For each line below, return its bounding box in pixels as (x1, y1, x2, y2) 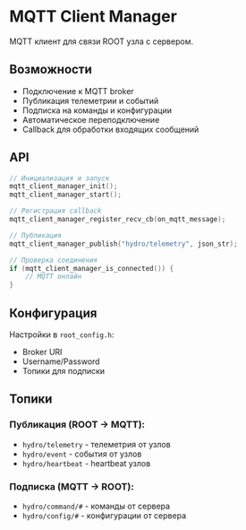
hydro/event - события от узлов (21, 448, 142, 459)
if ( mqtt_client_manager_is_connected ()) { (9, 264, 174, 273)
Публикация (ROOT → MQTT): (9, 419, 146, 431)
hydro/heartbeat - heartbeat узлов (21, 457, 151, 468)
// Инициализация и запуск (9, 173, 110, 183)
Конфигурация (9, 305, 98, 320)
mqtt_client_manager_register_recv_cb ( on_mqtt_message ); (9, 215, 226, 224)
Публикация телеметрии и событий (21, 95, 159, 106)
